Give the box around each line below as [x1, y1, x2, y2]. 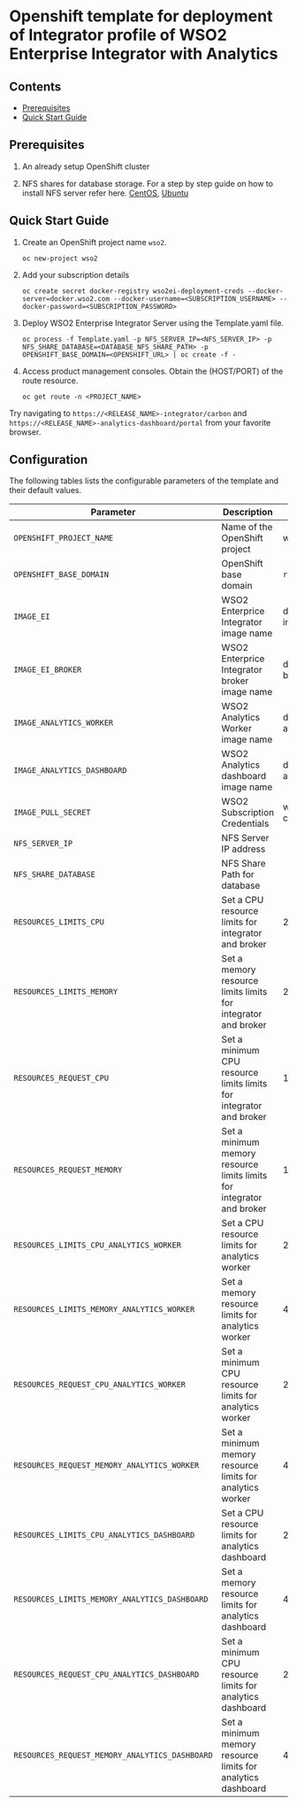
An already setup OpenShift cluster [21, 161, 150, 172]
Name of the [221, 521, 273, 533]
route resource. [21, 374, 79, 386]
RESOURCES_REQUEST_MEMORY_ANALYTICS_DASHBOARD [13, 1750, 214, 1761]
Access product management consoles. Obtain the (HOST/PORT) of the [21, 366, 284, 376]
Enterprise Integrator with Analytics [9, 44, 278, 64]
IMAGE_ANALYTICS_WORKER [13, 718, 114, 728]
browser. [9, 427, 42, 437]
